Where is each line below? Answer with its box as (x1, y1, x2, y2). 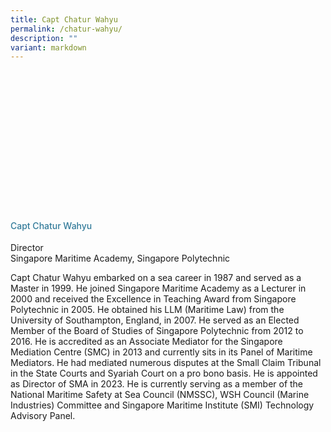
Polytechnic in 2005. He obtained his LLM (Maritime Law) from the (10, 304, 285, 316)
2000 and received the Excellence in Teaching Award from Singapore (10, 293, 297, 305)
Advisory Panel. (10, 410, 76, 422)
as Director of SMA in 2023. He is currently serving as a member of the (10, 378, 304, 390)
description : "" (10, 33, 78, 43)
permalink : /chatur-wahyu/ (10, 24, 123, 34)
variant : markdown (10, 42, 87, 53)
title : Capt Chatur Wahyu (10, 14, 118, 25)
